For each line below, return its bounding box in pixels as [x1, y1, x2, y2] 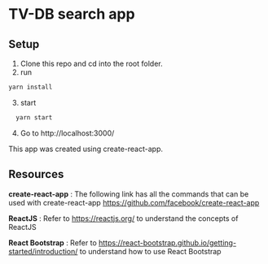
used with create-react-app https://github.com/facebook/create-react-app [8, 197, 260, 207]
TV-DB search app [8, 5, 136, 24]
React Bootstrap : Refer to [8, 237, 98, 248]
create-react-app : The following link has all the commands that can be [8, 188, 249, 199]
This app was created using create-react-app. [8, 144, 164, 154]
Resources [8, 167, 64, 181]
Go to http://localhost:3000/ [20, 128, 115, 138]
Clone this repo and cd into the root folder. [20, 58, 163, 68]
